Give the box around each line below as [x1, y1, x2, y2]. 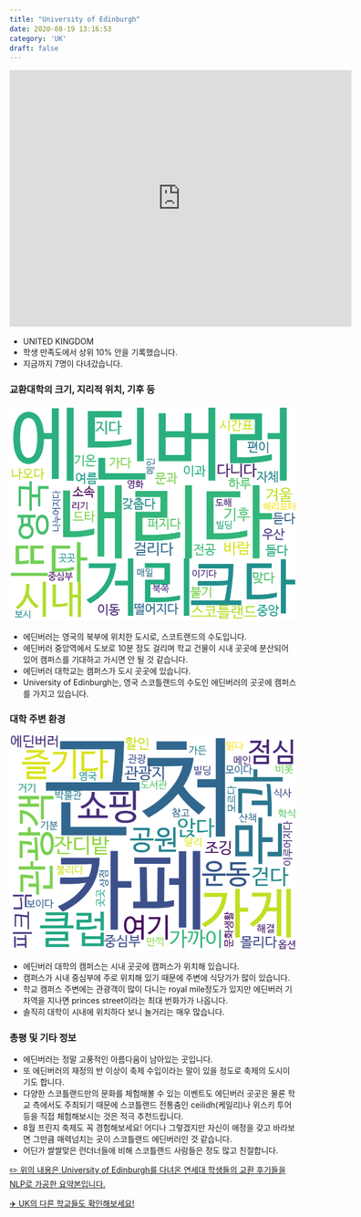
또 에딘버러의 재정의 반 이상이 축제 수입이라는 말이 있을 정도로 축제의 [22, 1066, 266, 1077]
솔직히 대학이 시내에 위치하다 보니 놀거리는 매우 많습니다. [22, 1006, 225, 1017]
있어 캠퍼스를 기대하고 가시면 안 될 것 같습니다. [22, 653, 189, 665]
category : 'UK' [9, 34, 67, 43]
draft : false [9, 44, 59, 53]
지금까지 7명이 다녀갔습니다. [22, 359, 123, 369]
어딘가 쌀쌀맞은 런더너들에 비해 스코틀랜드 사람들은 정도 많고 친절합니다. [22, 1145, 279, 1156]
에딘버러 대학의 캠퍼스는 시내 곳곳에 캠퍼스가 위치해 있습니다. [22, 961, 240, 972]
